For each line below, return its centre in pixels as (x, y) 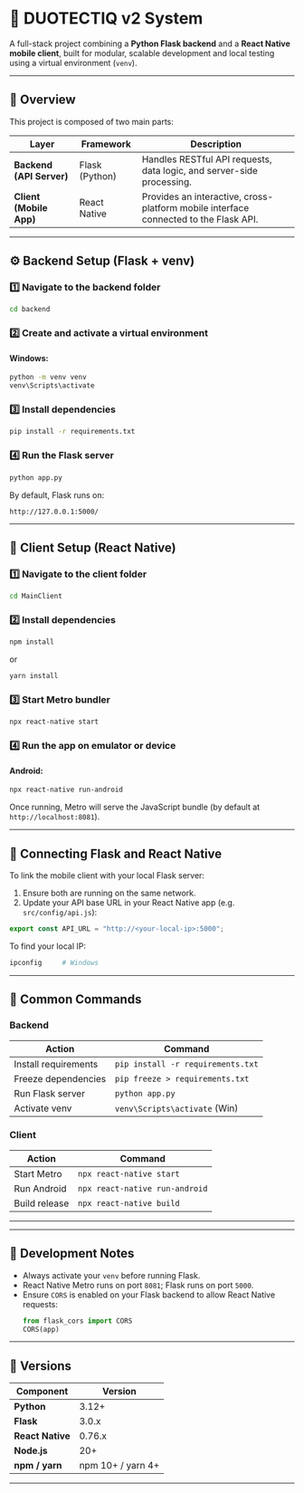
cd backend (30, 310)
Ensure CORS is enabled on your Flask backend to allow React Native (149, 1295)
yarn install (34, 676)
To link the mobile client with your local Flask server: (107, 876)
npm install (32, 642)
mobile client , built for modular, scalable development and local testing (142, 53)
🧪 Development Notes (72, 1254)
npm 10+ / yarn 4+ (119, 1466)
